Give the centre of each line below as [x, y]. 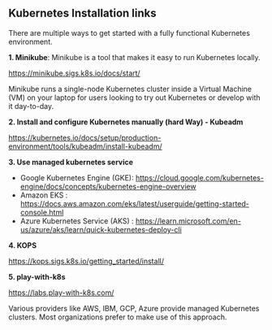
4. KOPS [23, 245]
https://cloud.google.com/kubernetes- [199, 177]
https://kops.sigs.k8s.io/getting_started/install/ [86, 261]
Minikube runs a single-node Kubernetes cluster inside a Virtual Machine [130, 89]
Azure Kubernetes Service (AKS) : [77, 221]
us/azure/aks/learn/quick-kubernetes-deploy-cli [101, 229]
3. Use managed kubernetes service [71, 162]
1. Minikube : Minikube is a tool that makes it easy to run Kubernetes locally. [135, 57]
